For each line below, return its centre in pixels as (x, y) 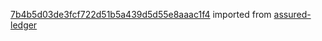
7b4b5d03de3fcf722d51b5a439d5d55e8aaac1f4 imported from (141, 14)
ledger (24, 25)
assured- (292, 14)
